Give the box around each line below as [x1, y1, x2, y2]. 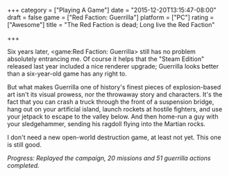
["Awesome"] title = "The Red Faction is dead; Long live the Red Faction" [7, 21, 215, 28]
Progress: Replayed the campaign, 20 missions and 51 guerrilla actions [7, 154, 211, 162]
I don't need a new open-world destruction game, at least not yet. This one [7, 133, 221, 141]
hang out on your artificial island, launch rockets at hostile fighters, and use [7, 105, 223, 113]
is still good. [7, 141, 42, 148]
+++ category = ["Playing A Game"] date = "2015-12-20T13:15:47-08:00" [7, 6, 217, 14]
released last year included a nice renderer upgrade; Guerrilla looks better [7, 62, 219, 70]
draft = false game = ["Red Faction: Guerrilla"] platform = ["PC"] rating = [7, 13, 214, 21]
